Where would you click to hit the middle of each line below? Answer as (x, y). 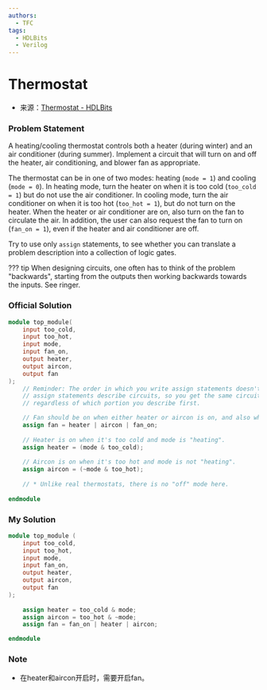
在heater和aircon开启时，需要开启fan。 (84, 677)
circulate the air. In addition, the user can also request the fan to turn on (126, 220)
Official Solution (40, 305)
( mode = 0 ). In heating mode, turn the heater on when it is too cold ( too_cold (132, 187)
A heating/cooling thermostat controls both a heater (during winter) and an (130, 146)
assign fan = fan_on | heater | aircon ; (90, 625)
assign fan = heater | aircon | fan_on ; (90, 425)
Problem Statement (46, 128)
